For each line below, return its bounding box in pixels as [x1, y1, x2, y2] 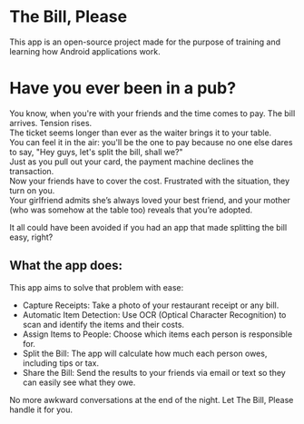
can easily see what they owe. [22, 377, 136, 388]
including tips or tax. [22, 357, 100, 369]
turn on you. [9, 184, 55, 196]
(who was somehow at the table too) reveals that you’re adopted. [9, 204, 253, 215]
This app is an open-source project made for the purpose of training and [9, 36, 281, 47]
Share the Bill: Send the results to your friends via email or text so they [22, 367, 286, 378]
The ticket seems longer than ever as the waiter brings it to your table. [9, 127, 272, 138]
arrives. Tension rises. [9, 117, 93, 128]
